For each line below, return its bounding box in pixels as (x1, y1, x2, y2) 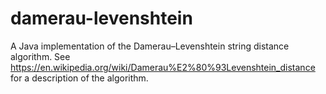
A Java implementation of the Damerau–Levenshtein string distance (10, 40, 290, 52)
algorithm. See (10, 50, 71, 62)
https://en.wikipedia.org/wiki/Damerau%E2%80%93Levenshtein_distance (10, 61, 316, 73)
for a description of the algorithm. (10, 72, 149, 84)
